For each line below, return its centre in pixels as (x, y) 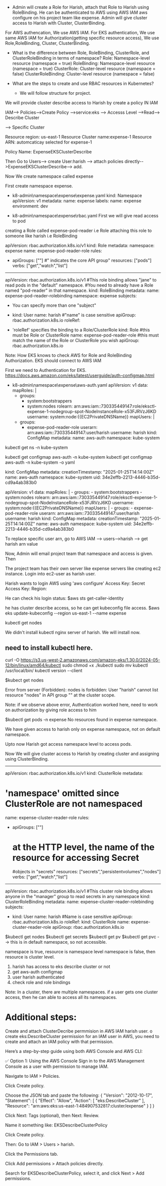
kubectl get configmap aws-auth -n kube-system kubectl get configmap (79, 457)
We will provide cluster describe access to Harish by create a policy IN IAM (82, 103)
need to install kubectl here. (49, 648)
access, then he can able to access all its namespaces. (61, 997)
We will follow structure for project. (55, 93)
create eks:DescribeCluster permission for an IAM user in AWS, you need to (82, 1036)
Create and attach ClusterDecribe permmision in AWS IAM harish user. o (79, 1031)
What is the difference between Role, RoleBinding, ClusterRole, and (81, 53)
